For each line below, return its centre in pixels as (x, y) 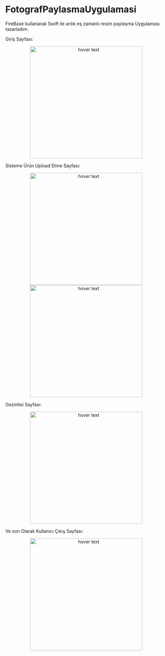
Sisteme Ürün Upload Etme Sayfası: (43, 166)
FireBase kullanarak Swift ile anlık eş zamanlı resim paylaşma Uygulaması (82, 24)
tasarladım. (17, 29)
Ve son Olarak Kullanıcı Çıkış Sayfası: (44, 531)
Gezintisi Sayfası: (24, 404)
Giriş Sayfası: (19, 39)
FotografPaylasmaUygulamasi (71, 9)
